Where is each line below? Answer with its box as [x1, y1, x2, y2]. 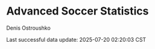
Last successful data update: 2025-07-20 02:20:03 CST [6, 36, 147, 43]
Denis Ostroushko [6, 24, 51, 31]
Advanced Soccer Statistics [6, 4, 149, 18]
